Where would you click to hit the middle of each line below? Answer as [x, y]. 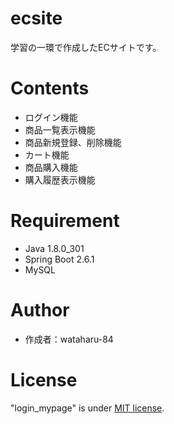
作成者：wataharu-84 [69, 339]
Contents [50, 88]
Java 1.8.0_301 [54, 248]
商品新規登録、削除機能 [73, 142]
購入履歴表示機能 [60, 179]
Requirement [65, 221]
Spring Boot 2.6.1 [59, 259]
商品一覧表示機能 [60, 129]
